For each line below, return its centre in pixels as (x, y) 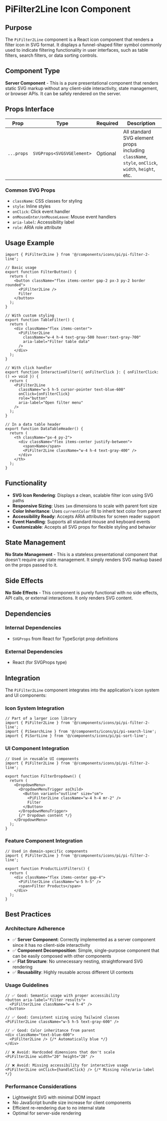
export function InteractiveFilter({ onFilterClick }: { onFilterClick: (82, 372)
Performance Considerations (41, 1086)
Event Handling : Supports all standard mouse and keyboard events (81, 522)
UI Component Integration (37, 749)
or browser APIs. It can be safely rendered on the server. (63, 94)
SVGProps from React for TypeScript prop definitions (65, 639)
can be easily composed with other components (62, 956)
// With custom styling (30, 315)
